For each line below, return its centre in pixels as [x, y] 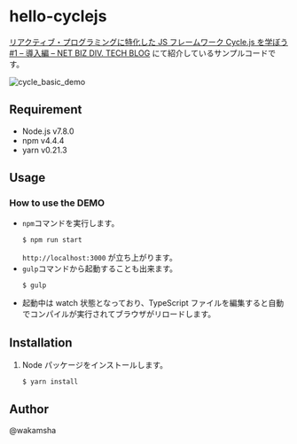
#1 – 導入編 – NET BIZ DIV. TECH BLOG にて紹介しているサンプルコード [139, 53]
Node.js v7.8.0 [48, 131]
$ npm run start [52, 240]
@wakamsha [33, 431]
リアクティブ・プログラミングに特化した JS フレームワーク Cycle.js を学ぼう [148, 42]
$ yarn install [50, 382]
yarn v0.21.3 [45, 150]
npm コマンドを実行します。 [70, 223]
